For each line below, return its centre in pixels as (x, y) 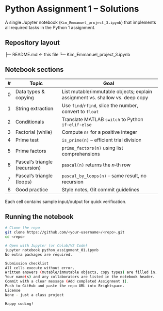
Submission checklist (27, 263)
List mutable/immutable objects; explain (107, 92)
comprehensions (81, 154)
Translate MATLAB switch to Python (103, 119)
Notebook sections (34, 70)
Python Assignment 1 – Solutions (72, 9)
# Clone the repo (23, 228)
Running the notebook (39, 217)
